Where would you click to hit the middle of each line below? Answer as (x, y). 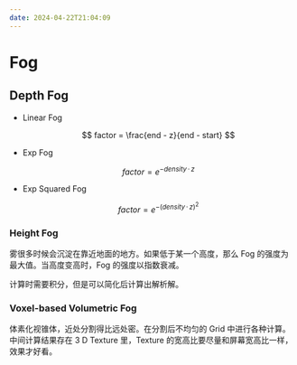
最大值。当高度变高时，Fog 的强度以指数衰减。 (97, 265)
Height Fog (34, 233)
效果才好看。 (33, 351)
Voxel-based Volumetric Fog (73, 308)
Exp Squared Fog (55, 189)
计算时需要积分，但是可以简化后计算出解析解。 (96, 285)
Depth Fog (39, 96)
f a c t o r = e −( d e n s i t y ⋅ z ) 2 (158, 208)
